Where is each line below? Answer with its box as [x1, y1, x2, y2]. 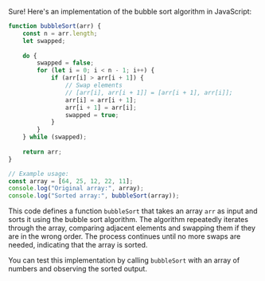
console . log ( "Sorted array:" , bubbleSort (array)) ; [8, 192, 180, 200]
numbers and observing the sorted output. [8, 264, 147, 274]
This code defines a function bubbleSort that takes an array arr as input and [8, 206, 258, 216]
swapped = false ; [37, 59, 94, 67]
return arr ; [22, 147, 62, 156]
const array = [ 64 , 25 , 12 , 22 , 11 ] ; [8, 177, 134, 185]
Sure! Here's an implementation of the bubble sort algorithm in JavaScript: [8, 7, 252, 16]
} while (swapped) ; [22, 133, 88, 142]
